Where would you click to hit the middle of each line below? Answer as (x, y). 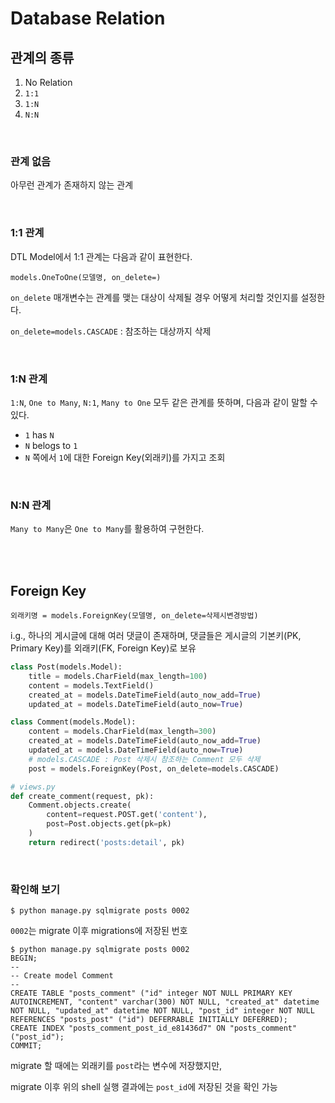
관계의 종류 (42, 57)
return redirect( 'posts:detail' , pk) (107, 842)
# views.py (33, 787)
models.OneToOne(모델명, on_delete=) (86, 277)
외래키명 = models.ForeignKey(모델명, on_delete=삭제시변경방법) (134, 616)
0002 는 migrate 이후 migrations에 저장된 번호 (99, 931)
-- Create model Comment (62, 976)
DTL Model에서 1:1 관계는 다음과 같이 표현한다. (101, 256)
